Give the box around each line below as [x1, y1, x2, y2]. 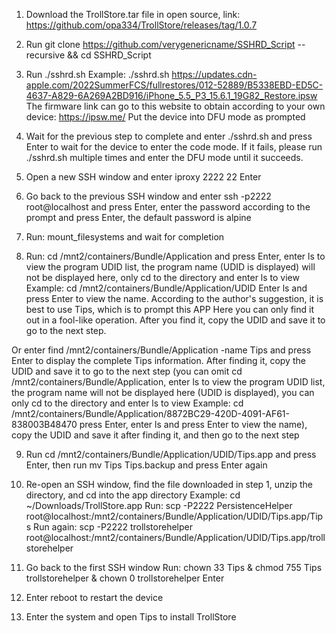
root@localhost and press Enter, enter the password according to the [25, 201, 311, 213]
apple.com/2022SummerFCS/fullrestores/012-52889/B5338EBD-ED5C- [25, 79, 324, 91]
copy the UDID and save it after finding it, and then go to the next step [11, 429, 300, 441]
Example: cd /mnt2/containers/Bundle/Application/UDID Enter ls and [25, 282, 308, 294]
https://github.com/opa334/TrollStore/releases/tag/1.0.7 [25, 19, 258, 31]
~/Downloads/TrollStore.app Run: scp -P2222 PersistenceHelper [25, 500, 293, 511]
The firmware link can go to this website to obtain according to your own [25, 100, 326, 112]
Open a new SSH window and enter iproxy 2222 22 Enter [25, 171, 262, 183]
